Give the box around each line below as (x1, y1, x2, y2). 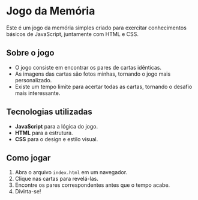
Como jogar (6, 153, 51, 163)
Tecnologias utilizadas (6, 107, 92, 117)
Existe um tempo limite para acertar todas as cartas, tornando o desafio (14, 83, 193, 90)
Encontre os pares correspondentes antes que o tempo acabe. (14, 181, 170, 189)
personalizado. (14, 76, 52, 83)
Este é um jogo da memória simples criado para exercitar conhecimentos (6, 24, 187, 31)
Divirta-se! (14, 188, 41, 195)
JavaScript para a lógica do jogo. (14, 123, 98, 130)
